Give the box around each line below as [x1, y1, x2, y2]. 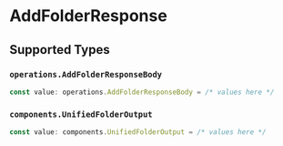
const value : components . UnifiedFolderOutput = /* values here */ [9, 128, 267, 137]
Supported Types [9, 42, 111, 57]
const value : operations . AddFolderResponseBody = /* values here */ [9, 88, 275, 97]
